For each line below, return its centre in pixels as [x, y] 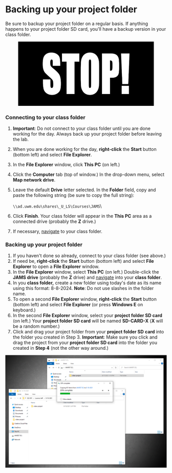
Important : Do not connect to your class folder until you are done [82, 128]
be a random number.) [36, 326]
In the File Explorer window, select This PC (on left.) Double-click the [86, 272]
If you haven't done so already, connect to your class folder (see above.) [89, 256]
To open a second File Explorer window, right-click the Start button [85, 299]
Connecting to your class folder [45, 117]
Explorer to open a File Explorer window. [56, 266]
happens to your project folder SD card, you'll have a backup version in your [86, 29]
